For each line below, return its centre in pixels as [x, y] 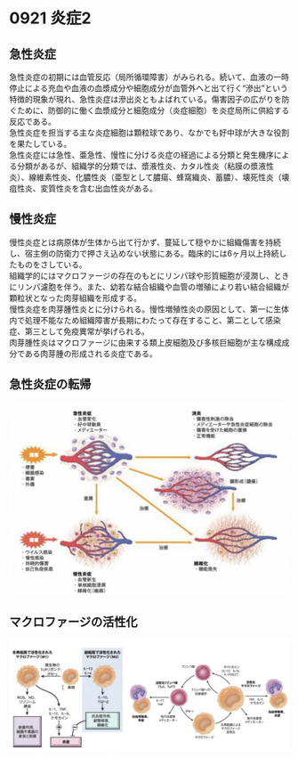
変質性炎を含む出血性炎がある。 [98, 188]
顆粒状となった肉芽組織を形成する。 [76, 297]
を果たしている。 [40, 144]
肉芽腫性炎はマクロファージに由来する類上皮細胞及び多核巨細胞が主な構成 [145, 342]
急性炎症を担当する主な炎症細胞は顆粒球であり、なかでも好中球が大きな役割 [149, 133]
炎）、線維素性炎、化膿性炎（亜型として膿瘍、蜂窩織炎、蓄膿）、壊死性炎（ [145, 177]
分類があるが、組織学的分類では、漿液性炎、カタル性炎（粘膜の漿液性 [145, 166]
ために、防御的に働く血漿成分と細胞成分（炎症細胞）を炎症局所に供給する [153, 110]
